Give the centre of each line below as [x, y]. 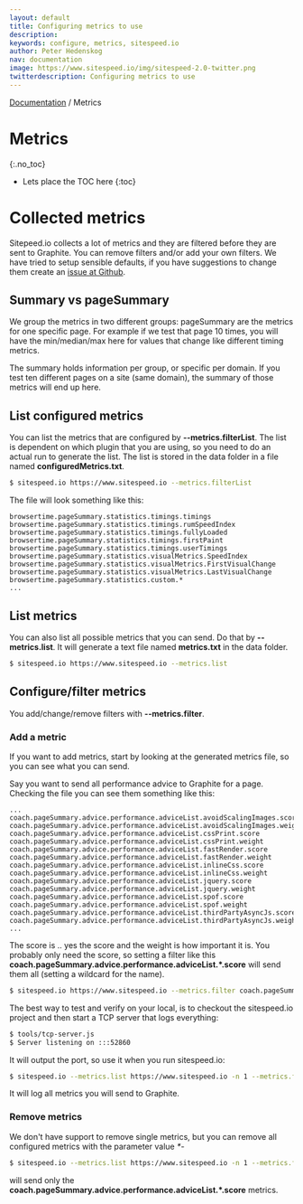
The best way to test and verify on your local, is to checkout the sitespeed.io [151, 1008]
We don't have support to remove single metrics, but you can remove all [143, 1136]
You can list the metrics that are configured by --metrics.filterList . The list [148, 437]
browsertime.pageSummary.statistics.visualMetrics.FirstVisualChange [143, 564]
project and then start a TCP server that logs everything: [114, 1017]
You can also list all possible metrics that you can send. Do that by [132, 637]
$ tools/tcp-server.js [52, 1034]
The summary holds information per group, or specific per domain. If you [145, 368]
